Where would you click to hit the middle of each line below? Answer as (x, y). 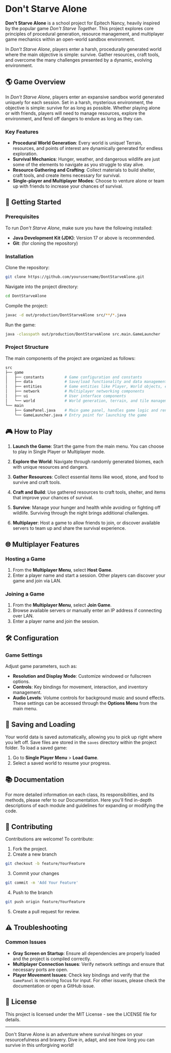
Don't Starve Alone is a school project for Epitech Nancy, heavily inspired (83, 23)
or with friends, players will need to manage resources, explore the (75, 113)
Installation (20, 256)
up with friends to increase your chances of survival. (68, 186)
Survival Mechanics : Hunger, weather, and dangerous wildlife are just (86, 159)
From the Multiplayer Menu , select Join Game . (62, 605)
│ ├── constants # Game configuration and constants (74, 377)
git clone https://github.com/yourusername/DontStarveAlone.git (75, 277)
